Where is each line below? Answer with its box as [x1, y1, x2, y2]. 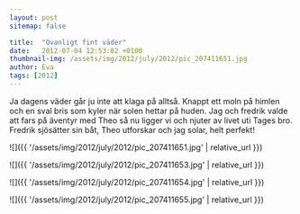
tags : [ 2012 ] [9, 71, 59, 81]
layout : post [9, 13, 59, 22]
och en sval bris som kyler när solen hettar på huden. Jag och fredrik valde [9, 105, 288, 116]
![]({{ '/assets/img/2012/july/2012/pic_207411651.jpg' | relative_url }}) [9, 141, 263, 153]
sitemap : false [9, 22, 67, 31]
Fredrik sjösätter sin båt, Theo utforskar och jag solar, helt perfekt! [9, 124, 255, 135]
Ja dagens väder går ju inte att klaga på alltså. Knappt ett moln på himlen [9, 95, 280, 106]
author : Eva [9, 63, 54, 72]
